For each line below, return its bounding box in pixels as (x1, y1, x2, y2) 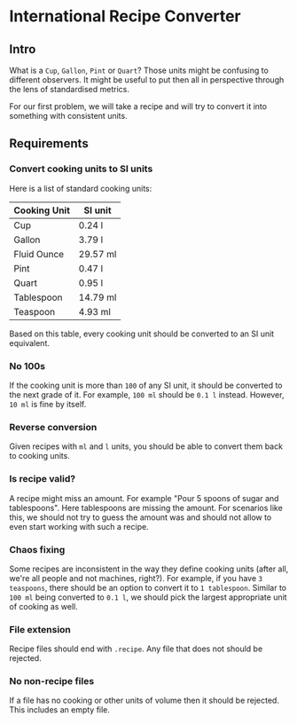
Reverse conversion (9, 421, 98, 433)
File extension (9, 623, 71, 635)
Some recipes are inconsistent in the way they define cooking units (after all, (9, 563, 289, 574)
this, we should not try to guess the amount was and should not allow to (9, 512, 272, 523)
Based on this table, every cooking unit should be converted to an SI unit (9, 328, 275, 339)
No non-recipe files (9, 675, 95, 688)
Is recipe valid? (9, 473, 76, 485)
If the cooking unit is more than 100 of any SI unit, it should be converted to (9, 380, 283, 390)
